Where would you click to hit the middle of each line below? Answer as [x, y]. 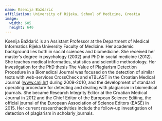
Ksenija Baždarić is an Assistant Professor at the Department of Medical [77, 41]
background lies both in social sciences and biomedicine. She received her [80, 52]
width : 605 [20, 23]
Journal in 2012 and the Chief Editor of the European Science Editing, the [78, 98]
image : [12, 18]
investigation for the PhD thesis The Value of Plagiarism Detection [71, 67]
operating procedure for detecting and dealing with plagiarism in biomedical [81, 88]
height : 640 [22, 28]
